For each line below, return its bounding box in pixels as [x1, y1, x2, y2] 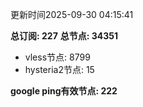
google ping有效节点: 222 [10, 85, 118, 97]
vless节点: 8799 [24, 51, 91, 63]
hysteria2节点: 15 [24, 64, 95, 75]
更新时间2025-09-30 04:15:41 [10, 9, 134, 20]
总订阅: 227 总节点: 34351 [10, 30, 118, 42]
